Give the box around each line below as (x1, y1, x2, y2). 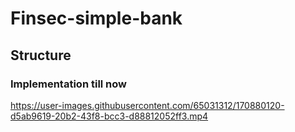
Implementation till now (10, 77, 128, 91)
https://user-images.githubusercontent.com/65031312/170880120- (10, 99, 285, 111)
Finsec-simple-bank (10, 7, 183, 30)
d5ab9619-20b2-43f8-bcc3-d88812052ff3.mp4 (10, 110, 209, 122)
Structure (10, 47, 72, 64)
